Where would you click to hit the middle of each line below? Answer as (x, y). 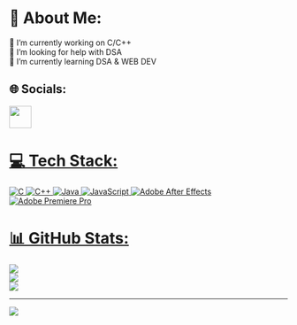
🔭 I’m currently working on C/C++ (71, 43)
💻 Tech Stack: (64, 161)
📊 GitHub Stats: (69, 238)
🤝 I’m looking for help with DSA (65, 51)
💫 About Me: (56, 18)
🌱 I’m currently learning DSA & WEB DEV (83, 61)
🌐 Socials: (38, 89)
